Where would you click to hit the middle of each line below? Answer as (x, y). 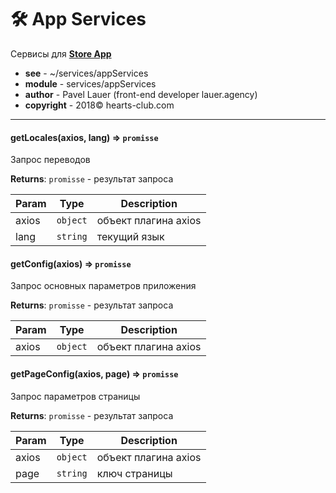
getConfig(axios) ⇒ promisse (71, 263)
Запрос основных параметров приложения (103, 286)
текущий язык (130, 237)
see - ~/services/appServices (86, 73)
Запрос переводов (50, 160)
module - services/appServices (90, 83)
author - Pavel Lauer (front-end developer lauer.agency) (141, 94)
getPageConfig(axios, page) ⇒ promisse (94, 373)
